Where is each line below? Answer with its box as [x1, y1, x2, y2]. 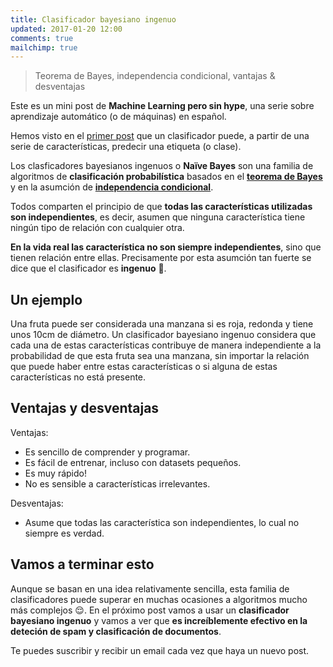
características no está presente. [10, 371, 147, 383]
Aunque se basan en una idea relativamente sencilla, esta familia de [10, 582, 290, 595]
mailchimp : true [10, 42, 78, 53]
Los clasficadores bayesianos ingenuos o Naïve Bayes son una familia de [10, 160, 314, 172]
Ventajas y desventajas [10, 400, 160, 417]
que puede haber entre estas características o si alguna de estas [10, 361, 278, 373]
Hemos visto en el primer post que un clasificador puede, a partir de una [10, 130, 310, 142]
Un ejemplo [10, 291, 83, 308]
